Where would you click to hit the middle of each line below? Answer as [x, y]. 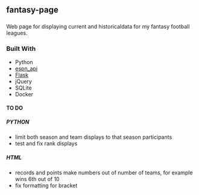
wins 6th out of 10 [37, 179]
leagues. [17, 33]
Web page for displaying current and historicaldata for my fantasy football [98, 27]
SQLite [23, 88]
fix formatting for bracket [46, 186]
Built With [21, 49]
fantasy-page [33, 10]
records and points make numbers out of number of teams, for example [104, 173]
